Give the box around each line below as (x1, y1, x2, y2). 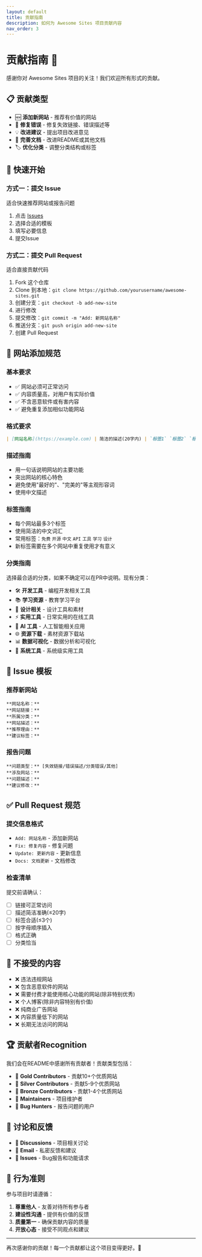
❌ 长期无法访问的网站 (14, 1020, 69, 1028)
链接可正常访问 (14, 901, 52, 908)
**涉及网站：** (6, 769, 40, 775)
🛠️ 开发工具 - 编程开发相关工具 (14, 586, 91, 594)
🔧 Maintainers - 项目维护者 (14, 1095, 83, 1102)
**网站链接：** (6, 707, 40, 713)
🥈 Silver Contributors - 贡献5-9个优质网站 (14, 1080, 120, 1087)
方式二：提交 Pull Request (6, 251, 82, 259)
